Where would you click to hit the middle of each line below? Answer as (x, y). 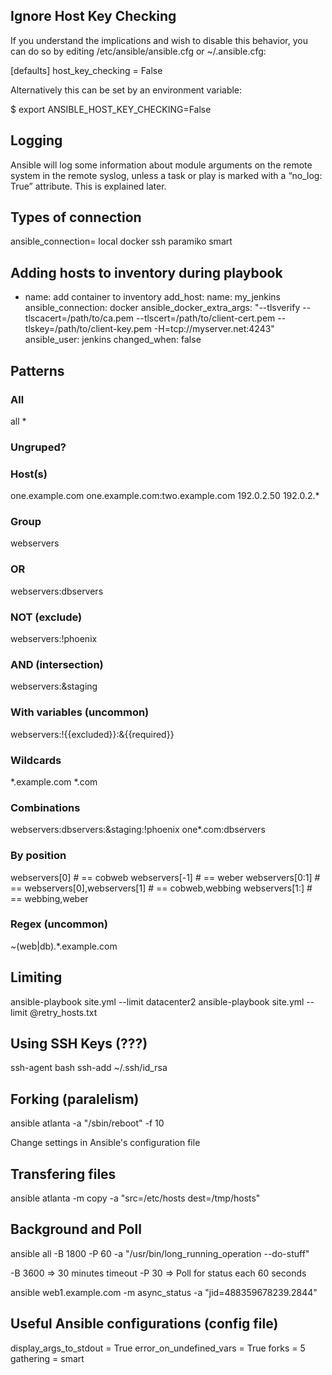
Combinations (45, 807)
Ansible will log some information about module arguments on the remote (161, 165)
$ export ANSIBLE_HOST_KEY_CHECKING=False (111, 109)
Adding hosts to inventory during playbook (146, 272)
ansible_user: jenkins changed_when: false (113, 340)
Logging (36, 140)
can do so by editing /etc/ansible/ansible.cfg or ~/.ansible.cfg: (138, 51)
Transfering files (63, 1174)
